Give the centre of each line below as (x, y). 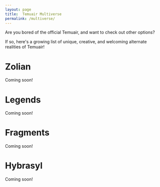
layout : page (18, 9)
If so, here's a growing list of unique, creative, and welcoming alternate (76, 42)
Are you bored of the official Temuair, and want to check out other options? (80, 33)
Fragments (27, 133)
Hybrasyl (24, 166)
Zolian (18, 67)
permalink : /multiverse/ (30, 18)
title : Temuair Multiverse (33, 14)
